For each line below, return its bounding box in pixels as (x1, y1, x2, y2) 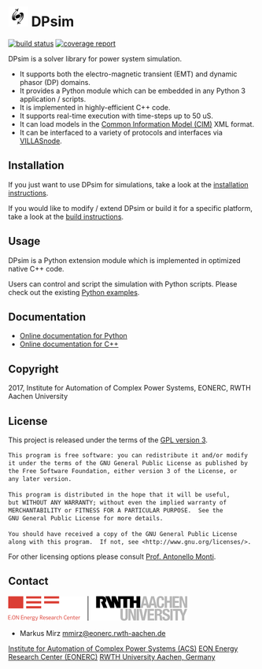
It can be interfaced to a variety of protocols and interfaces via (19, 128, 223, 137)
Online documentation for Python (19, 331, 127, 341)
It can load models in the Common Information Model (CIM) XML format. (19, 119, 254, 128)
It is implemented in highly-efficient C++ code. (19, 102, 171, 112)
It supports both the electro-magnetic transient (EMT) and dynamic (19, 69, 238, 79)
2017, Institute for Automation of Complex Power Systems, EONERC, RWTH (8, 383, 252, 393)
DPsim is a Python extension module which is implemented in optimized (8, 255, 242, 265)
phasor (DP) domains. (19, 77, 90, 87)
